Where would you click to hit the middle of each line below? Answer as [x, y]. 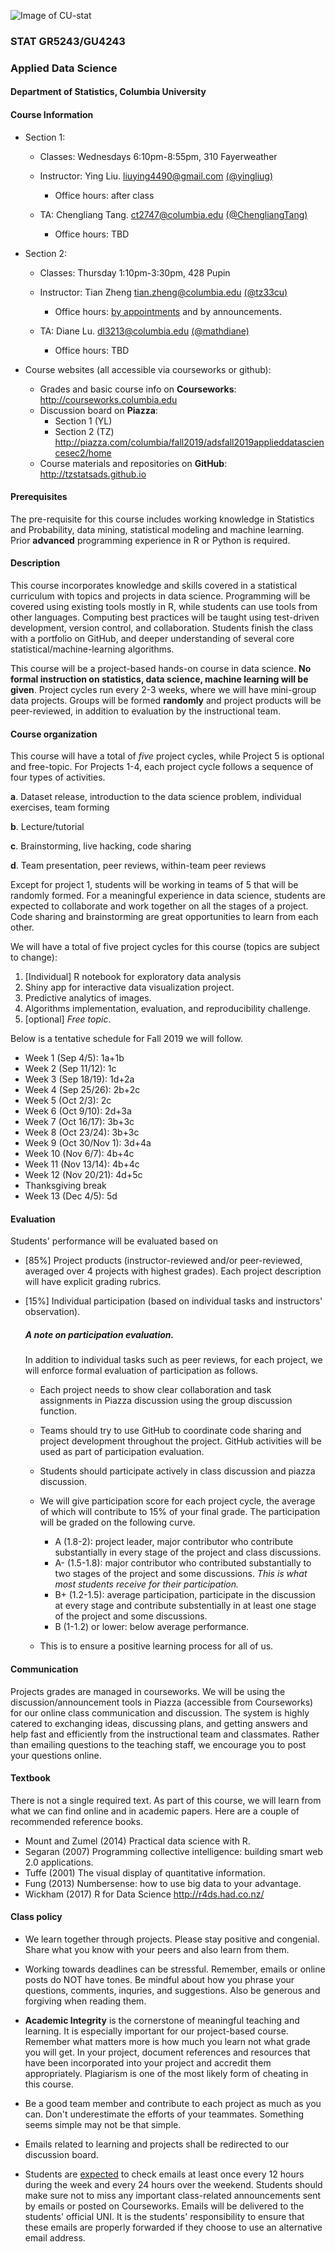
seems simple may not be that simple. [103, 2125]
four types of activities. [58, 777]
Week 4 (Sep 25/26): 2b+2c [82, 1090]
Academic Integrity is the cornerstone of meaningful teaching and [162, 2021]
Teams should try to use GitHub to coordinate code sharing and [170, 1431]
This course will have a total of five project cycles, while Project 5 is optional [167, 756]
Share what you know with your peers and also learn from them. [157, 1950]
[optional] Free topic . [68, 1019]
